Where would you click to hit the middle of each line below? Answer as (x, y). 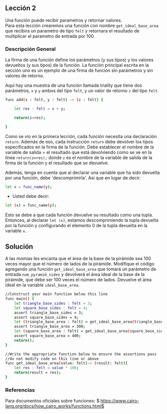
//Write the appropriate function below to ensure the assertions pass (81, 354)
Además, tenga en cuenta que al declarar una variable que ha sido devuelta (83, 172)
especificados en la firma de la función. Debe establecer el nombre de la (80, 147)
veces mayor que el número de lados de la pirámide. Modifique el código (80, 264)
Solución (19, 246)
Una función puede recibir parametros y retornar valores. (64, 20)
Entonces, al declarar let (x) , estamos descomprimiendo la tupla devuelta (82, 220)
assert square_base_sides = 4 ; (46, 317)
